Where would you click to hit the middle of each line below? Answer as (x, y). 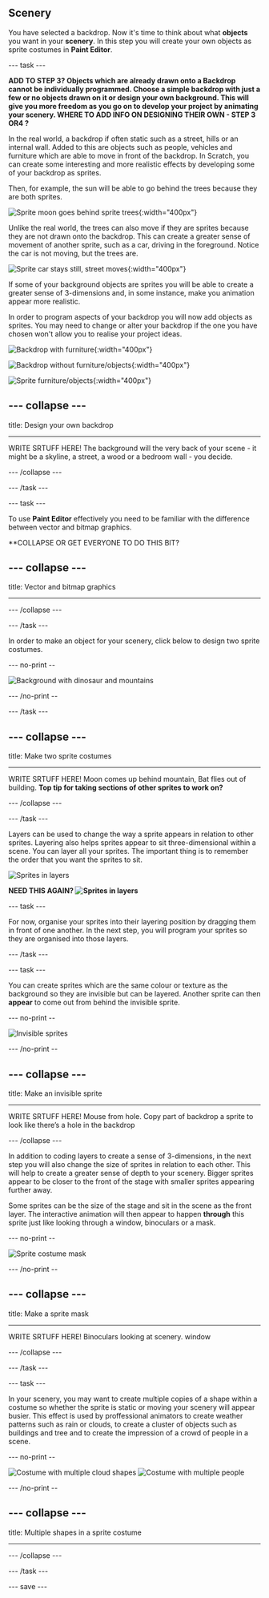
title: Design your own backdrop (61, 425)
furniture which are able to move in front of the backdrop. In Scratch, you (129, 155)
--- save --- (28, 1586)
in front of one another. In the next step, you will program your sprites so (128, 930)
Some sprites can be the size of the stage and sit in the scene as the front (130, 1206)
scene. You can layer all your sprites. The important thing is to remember (128, 851)
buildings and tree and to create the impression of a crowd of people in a (128, 1432)
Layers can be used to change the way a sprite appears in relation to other (131, 834)
